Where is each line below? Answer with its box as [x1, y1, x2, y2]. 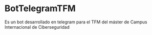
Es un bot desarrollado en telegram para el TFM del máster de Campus [4, 19, 148, 25]
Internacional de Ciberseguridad [4, 24, 70, 30]
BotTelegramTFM [4, 3, 76, 14]
